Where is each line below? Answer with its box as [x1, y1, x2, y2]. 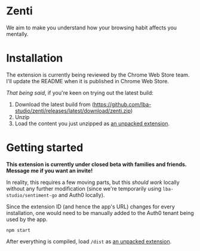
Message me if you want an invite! [6, 167, 93, 174]
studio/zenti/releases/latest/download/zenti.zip [14, 107, 131, 114]
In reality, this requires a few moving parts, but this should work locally [6, 179, 180, 186]
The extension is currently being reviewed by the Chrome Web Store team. [6, 71, 190, 78]
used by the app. [6, 216, 48, 223]
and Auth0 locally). [58, 191, 105, 198]
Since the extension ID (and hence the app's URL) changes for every [6, 202, 175, 210]
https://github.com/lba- [93, 101, 152, 108]
